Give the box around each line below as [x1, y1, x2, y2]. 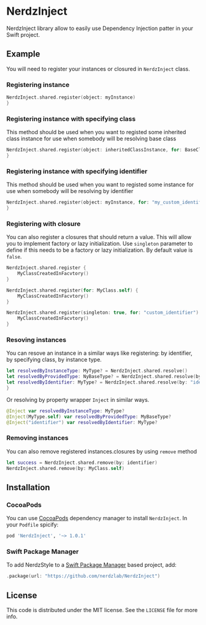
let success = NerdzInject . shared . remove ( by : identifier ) [6, 460, 158, 466]
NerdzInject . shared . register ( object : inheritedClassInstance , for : [6, 147, 183, 153]
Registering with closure [6, 219, 81, 228]
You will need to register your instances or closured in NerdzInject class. [6, 65, 190, 72]
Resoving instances [6, 335, 66, 344]
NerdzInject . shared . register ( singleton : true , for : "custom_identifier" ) [6, 309, 199, 316]
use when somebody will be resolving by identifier [6, 187, 134, 195]
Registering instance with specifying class [6, 115, 136, 123]
